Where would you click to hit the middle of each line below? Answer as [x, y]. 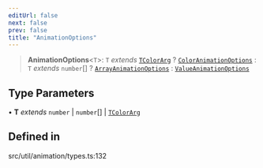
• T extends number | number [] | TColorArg [74, 112]
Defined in [34, 137]
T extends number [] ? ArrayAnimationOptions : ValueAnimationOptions [139, 69]
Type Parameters [51, 93]
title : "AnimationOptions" [53, 37]
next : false [28, 23]
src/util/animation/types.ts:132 [58, 155]
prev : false [28, 30]
